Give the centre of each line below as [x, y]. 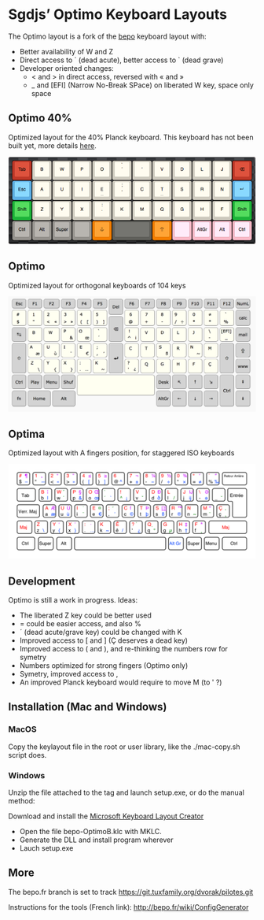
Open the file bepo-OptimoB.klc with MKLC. [91, 831]
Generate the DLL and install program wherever [97, 840]
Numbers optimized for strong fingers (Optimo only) [104, 665]
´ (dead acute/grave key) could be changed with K [101, 632]
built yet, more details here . [52, 145]
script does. [27, 755]
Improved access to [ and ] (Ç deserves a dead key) [104, 640]
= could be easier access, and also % [80, 623]
